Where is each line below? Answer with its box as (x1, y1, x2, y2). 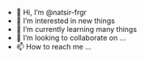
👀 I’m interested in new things (15, 16, 115, 26)
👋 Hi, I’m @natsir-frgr (15, 8, 87, 17)
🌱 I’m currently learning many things (15, 25, 138, 33)
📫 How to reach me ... (15, 42, 92, 51)
